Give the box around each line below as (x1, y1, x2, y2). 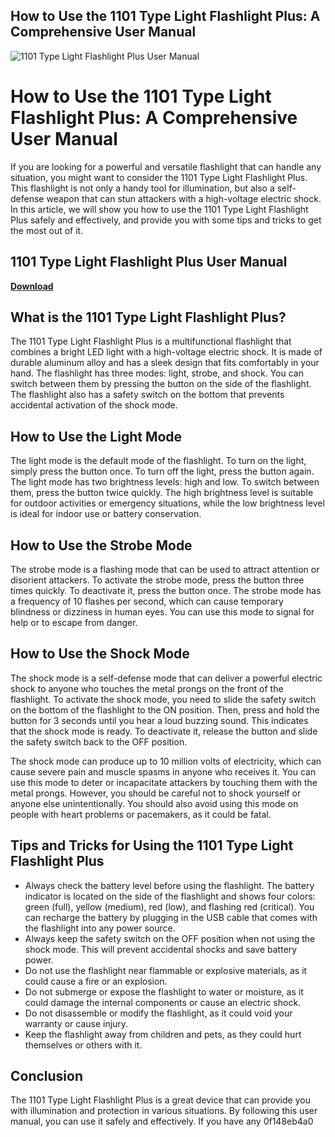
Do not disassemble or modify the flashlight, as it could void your (24, 1007, 293, 1019)
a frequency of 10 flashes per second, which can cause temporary (10, 595, 284, 607)
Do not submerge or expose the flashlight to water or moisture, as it (24, 985, 304, 998)
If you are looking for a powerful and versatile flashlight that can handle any (10, 160, 322, 173)
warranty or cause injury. (24, 1017, 129, 1029)
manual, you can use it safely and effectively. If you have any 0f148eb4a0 (10, 1115, 314, 1128)
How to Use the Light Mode (10, 428, 183, 445)
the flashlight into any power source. (24, 922, 176, 934)
